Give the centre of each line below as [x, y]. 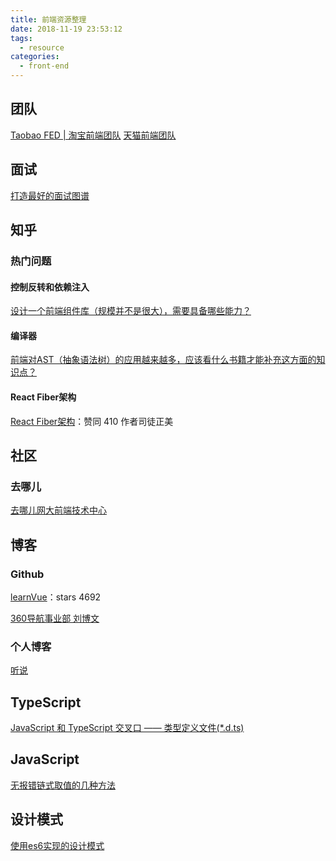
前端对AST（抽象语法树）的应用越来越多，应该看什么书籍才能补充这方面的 [163, 360]
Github [27, 574]
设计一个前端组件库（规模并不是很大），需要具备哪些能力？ [131, 311]
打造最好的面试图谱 [50, 195]
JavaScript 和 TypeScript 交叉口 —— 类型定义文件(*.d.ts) [127, 728]
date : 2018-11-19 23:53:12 [66, 29]
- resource [42, 47]
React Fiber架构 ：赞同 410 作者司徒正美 [92, 421]
